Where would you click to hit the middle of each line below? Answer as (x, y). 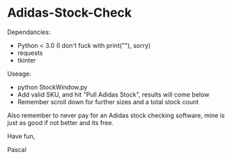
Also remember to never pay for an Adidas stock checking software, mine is (116, 115)
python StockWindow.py (52, 87)
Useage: (19, 74)
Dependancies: (29, 32)
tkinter (26, 60)
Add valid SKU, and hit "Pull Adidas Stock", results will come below (113, 94)
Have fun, (21, 136)
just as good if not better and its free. (60, 122)
